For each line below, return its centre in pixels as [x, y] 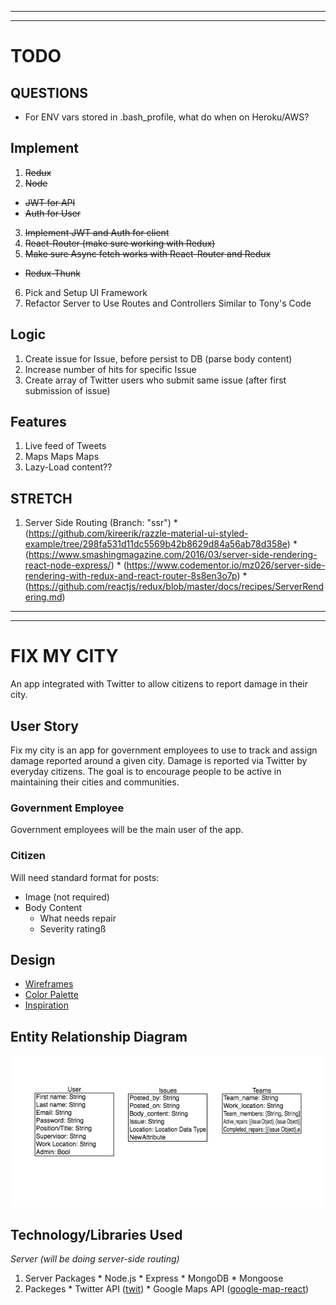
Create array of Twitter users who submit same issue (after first [155, 380]
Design [33, 959]
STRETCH [41, 498]
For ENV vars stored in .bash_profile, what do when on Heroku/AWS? [167, 117]
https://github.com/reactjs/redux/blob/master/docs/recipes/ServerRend [176, 587]
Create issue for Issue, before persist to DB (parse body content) [158, 358]
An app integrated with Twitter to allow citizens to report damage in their [159, 684]
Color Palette [51, 995]
